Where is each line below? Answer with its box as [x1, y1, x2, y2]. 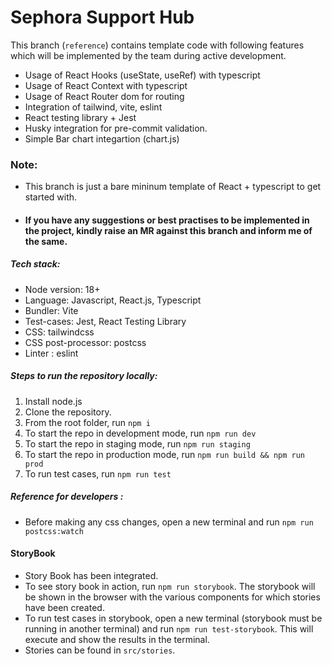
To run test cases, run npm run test [24, 467, 172, 480]
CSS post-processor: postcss [24, 336, 147, 348]
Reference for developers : [10, 491, 124, 503]
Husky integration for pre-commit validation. [24, 122, 208, 134]
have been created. [24, 601, 105, 613]
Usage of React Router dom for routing [24, 90, 185, 102]
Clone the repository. [24, 406, 112, 418]
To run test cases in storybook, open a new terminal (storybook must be [24, 612, 323, 624]
